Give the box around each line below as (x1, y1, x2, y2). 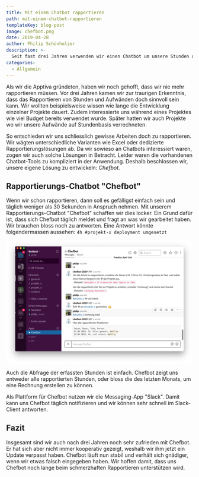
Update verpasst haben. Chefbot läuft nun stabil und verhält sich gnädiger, (6, 451, 188, 459)
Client (6, 406, 21, 413)
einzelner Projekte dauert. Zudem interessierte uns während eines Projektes (6, 108, 191, 115)
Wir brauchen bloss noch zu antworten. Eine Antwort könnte (6, 222, 154, 229)
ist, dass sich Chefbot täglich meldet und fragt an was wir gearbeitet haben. (6, 216, 191, 223)
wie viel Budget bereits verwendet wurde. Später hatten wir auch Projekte (6, 115, 187, 122)
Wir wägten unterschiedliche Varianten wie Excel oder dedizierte (6, 138, 164, 146)
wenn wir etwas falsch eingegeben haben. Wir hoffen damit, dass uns (6, 457, 176, 465)
